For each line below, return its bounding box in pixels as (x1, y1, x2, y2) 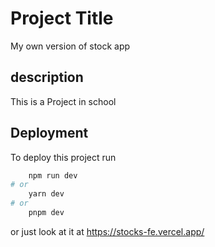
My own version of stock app (10, 40, 131, 52)
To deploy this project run (10, 151, 117, 163)
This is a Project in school (10, 95, 117, 107)
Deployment (10, 125, 89, 142)
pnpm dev (28, 208, 65, 218)
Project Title (10, 7, 114, 30)
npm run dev (28, 170, 78, 181)
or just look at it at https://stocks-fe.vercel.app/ (10, 225, 205, 237)
